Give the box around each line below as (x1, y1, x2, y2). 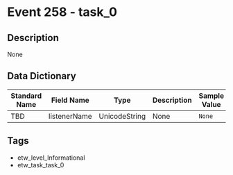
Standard (10, 91, 42, 101)
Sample (198, 91, 224, 101)
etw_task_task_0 (17, 160, 64, 169)
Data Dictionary (7, 70, 76, 82)
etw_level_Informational (17, 153, 85, 162)
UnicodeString (98, 111, 146, 121)
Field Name (51, 95, 90, 105)
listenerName (48, 111, 92, 121)
